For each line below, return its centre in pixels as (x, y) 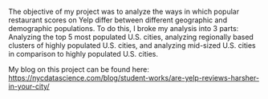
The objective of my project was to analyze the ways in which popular (124, 12)
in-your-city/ (29, 86)
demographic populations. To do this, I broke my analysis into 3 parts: (124, 28)
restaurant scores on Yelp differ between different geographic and (118, 20)
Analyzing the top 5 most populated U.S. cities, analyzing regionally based (131, 37)
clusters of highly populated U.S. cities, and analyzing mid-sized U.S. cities (132, 46)
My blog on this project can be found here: (79, 69)
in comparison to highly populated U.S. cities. (83, 54)
